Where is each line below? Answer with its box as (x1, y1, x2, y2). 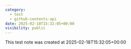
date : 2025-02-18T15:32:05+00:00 (5, 21, 75, 26)
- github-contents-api (9, 16, 57, 21)
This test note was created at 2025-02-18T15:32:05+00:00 (5, 39, 126, 45)
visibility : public (5, 26, 46, 31)
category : (5, 7, 26, 12)
